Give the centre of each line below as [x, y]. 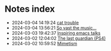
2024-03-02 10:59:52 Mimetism [44, 43]
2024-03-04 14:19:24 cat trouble [45, 23]
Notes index [30, 9]
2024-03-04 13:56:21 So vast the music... [54, 27]
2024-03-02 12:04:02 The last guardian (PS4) [59, 38]
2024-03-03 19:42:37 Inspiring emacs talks [56, 33]
